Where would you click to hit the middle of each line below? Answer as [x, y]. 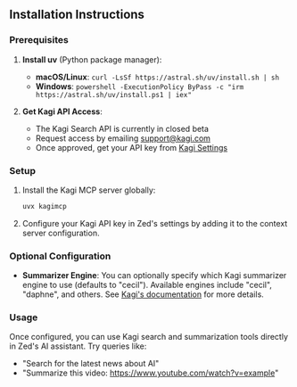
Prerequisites [39, 40]
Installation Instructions [77, 15]
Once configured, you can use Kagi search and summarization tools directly [148, 337]
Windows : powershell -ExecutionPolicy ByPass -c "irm [140, 86]
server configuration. [61, 233]
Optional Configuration [60, 256]
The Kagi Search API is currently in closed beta [122, 128]
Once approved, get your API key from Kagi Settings [132, 147]
